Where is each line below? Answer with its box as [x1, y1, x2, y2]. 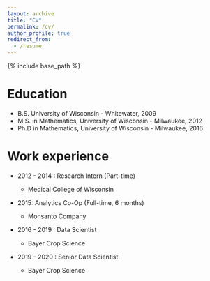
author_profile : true [7, 29, 70, 37]
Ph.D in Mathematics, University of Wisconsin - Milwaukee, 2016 [17, 123, 204, 132]
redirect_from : [7, 36, 52, 43]
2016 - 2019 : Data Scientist [17, 225, 97, 234]
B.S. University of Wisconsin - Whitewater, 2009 [17, 109, 157, 117]
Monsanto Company [27, 212, 87, 220]
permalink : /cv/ [7, 23, 54, 30]
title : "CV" [7, 17, 42, 24]
